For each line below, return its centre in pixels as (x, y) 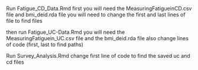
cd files (15, 62)
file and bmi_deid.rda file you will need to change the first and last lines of (96, 15)
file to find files (24, 21)
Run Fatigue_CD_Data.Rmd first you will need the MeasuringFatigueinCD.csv (99, 8)
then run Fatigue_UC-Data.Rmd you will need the (66, 32)
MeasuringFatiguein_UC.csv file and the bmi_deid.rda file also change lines (98, 38)
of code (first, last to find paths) (45, 44)
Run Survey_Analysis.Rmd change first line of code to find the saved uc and (98, 56)
